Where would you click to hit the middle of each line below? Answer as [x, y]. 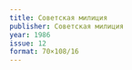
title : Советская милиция [58, 18]
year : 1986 [30, 35]
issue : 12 [28, 43]
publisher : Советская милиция [67, 26]
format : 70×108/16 [44, 52]
